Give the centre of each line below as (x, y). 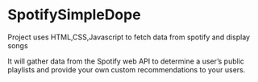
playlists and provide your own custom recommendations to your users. (127, 69)
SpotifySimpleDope (75, 15)
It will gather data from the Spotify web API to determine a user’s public (126, 61)
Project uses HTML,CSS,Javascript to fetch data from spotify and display (129, 37)
